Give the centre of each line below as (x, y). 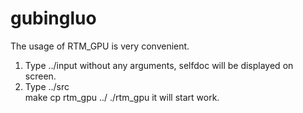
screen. (40, 76)
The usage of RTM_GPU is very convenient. (100, 46)
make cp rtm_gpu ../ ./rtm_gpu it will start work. (122, 97)
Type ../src (47, 86)
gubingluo (53, 18)
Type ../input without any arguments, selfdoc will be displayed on (159, 65)
